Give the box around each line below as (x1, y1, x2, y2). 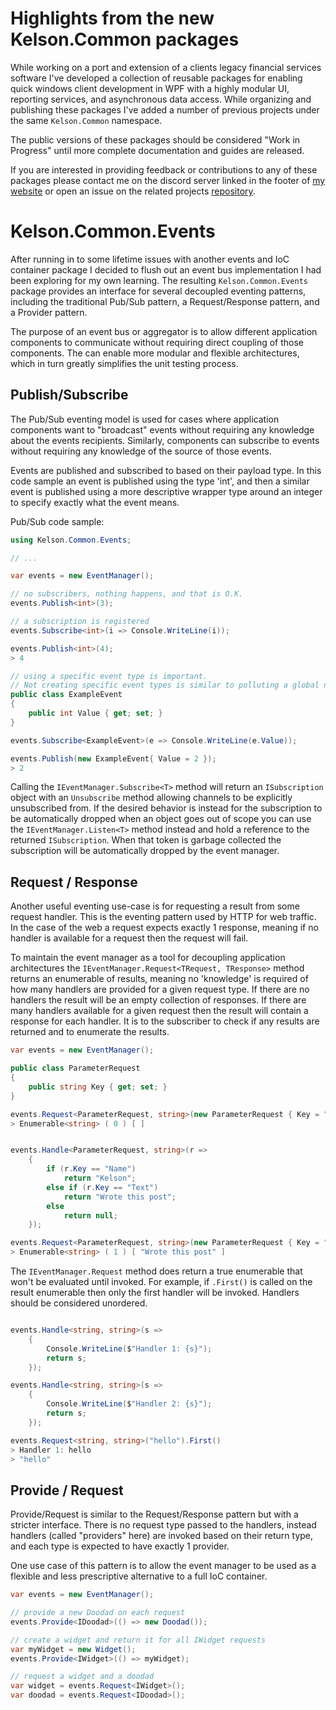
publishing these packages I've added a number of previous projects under (10, 103, 320, 116)
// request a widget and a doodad (10, 1672, 155, 1682)
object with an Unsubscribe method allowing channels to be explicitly (10, 792, 293, 804)
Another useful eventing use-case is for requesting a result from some (10, 900, 300, 912)
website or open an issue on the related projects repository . (10, 185, 256, 197)
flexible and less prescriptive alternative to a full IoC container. (10, 1570, 268, 1582)
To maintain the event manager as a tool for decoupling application (10, 952, 286, 964)
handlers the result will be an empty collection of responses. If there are (10, 994, 307, 1006)
